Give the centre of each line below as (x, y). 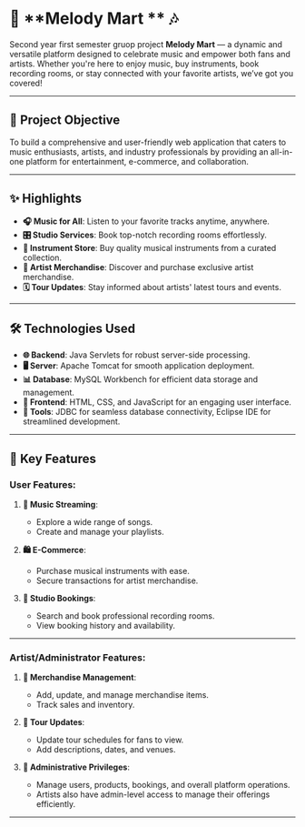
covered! (26, 83)
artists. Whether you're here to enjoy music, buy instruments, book (134, 64)
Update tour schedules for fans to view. (110, 740)
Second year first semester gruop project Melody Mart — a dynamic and (146, 44)
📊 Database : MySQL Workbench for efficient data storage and (140, 379)
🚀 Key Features (53, 459)
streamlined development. (71, 421)
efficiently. (56, 804)
